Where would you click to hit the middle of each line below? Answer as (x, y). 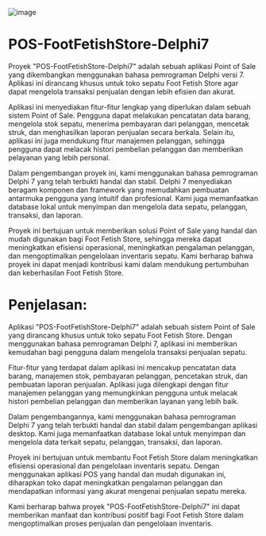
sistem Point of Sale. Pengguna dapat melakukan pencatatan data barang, (129, 115)
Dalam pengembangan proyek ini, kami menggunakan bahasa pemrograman (133, 173)
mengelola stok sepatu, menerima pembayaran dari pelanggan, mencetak (129, 124)
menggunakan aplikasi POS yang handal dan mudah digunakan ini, (117, 474)
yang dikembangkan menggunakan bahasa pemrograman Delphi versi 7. (126, 75)
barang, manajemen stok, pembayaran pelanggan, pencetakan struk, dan (128, 376)
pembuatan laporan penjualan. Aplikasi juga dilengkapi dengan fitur (118, 384)
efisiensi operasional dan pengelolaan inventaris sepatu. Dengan (114, 465)
